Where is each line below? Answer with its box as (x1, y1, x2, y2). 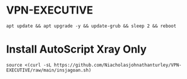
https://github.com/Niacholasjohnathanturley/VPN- (53, 62, 182, 68)
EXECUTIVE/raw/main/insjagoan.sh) (6, 67, 92, 73)
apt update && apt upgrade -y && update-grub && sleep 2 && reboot (6, 23, 177, 29)
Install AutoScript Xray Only (6, 42, 147, 56)
